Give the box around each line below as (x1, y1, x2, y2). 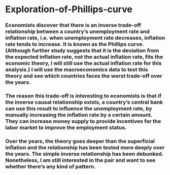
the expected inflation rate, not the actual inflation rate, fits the (5, 53, 163, 60)
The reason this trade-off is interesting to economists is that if (5, 92, 161, 99)
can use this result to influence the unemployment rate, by (5, 105, 152, 112)
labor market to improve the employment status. (5, 124, 127, 131)
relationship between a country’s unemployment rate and (5, 28, 150, 35)
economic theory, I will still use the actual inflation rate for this (5, 60, 162, 67)
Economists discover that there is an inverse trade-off (5, 22, 141, 29)
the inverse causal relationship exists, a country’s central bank (5, 99, 163, 106)
